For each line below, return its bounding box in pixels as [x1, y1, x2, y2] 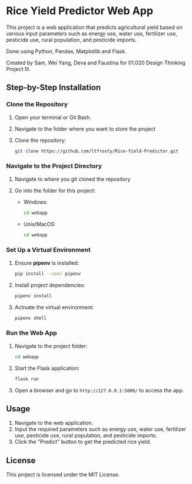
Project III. [6, 65, 31, 72]
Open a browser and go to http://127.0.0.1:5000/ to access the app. [14, 386, 184, 394]
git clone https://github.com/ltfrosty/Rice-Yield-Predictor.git [14, 148, 178, 154]
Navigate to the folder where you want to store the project [14, 125, 156, 132]
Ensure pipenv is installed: [14, 259, 80, 267]
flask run [14, 376, 39, 382]
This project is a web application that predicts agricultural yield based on [6, 24, 183, 31]
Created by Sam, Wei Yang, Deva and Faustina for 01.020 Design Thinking [6, 59, 186, 66]
